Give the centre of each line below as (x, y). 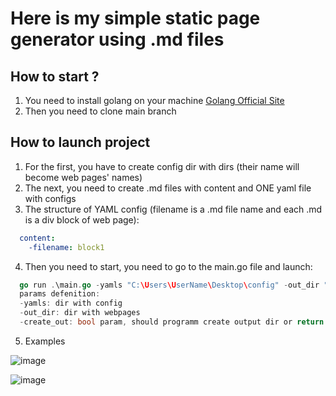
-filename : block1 (66, 247)
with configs (50, 198)
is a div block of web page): (82, 219)
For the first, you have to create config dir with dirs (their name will (162, 166)
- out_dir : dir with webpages (80, 313)
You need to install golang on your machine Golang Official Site (154, 100)
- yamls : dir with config (71, 303)
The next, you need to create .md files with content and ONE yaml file (168, 188)
